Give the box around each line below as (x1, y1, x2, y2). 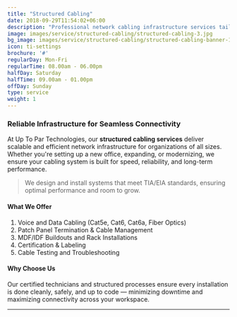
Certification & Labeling (17, 241, 86, 249)
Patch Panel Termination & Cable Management (17, 225, 153, 234)
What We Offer (7, 202, 52, 210)
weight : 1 (7, 96, 37, 103)
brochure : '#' (7, 50, 49, 57)
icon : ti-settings (7, 43, 61, 50)
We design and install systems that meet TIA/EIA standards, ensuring (24, 179, 226, 187)
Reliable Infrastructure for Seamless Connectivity (7, 119, 181, 128)
